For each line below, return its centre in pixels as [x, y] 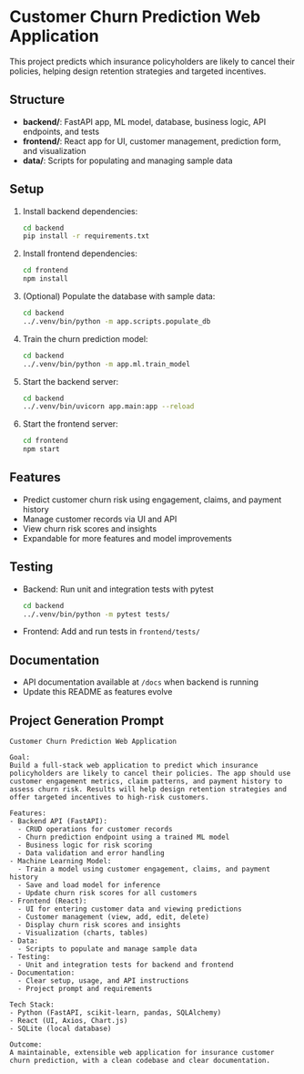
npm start [41, 449]
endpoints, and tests [61, 131]
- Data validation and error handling [91, 853]
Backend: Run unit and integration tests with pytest [118, 589]
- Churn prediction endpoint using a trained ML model [124, 837]
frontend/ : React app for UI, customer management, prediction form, [152, 141]
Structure [37, 100]
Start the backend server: [71, 381]
